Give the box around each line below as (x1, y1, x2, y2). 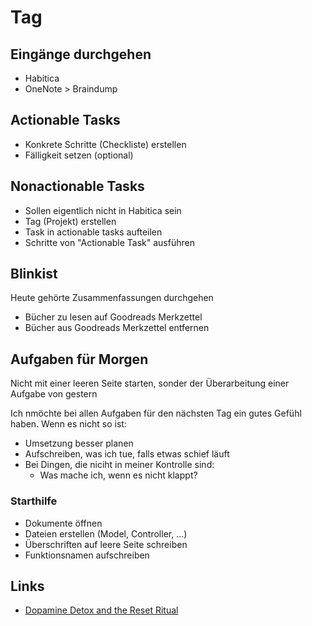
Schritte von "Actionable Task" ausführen (24, 236, 195, 248)
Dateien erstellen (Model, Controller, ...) (24, 527, 188, 540)
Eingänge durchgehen (10, 46, 152, 63)
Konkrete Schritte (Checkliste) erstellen (24, 138, 187, 150)
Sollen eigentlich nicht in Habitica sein (24, 204, 182, 216)
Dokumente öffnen (24, 517, 103, 529)
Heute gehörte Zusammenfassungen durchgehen (10, 292, 214, 304)
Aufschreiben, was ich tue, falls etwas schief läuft (24, 448, 230, 460)
